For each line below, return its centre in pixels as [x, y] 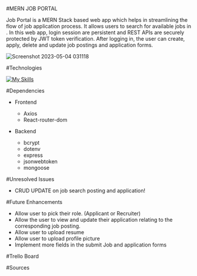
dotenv [32, 149]
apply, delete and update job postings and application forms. [80, 45]
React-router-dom [45, 120]
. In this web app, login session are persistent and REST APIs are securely [95, 32]
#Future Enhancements [34, 202]
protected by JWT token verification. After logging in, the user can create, [96, 39]
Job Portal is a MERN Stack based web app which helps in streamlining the [97, 20]
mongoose [36, 168]
